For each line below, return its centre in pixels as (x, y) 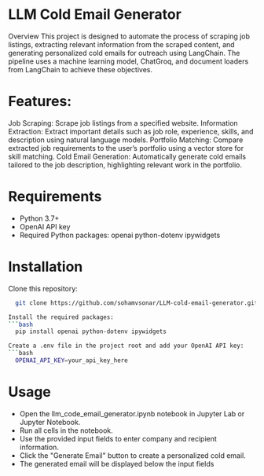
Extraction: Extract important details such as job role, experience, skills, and (131, 131)
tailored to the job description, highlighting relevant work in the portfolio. (125, 165)
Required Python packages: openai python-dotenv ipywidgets (120, 235)
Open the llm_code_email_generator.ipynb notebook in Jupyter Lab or (132, 413)
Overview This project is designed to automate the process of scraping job (129, 36)
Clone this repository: (43, 288)
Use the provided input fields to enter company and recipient (118, 438)
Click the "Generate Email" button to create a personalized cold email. (132, 455)
